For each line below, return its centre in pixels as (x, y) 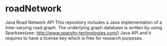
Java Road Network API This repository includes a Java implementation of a (83, 22)
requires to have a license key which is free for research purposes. (74, 38)
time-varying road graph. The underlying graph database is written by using (84, 27)
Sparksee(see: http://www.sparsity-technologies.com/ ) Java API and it (78, 33)
